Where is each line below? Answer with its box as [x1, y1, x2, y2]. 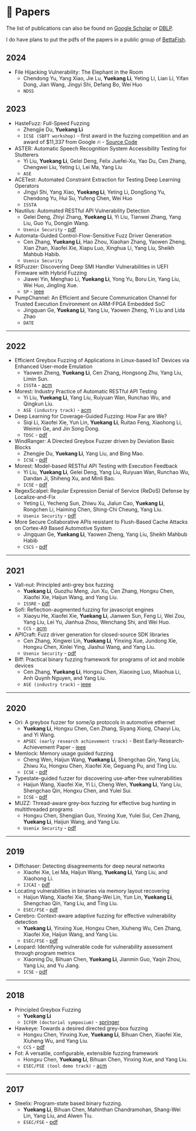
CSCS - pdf [23, 544, 48, 551]
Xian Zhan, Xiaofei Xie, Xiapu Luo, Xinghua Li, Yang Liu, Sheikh [23, 244, 175, 251]
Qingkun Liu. [23, 400, 54, 407]
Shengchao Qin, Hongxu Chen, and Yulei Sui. [23, 787, 132, 794]
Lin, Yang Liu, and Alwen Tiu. [23, 1112, 93, 1119]
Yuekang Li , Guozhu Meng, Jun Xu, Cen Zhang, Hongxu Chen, [23, 587, 175, 594]
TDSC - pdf [23, 431, 48, 438]
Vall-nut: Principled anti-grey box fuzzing [14, 582, 114, 589]
